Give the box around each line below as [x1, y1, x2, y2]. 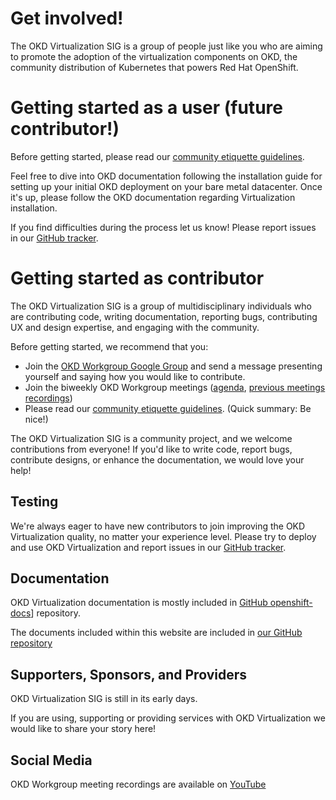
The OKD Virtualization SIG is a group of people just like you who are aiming [10, 40, 323, 52]
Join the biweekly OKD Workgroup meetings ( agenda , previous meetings [24, 381, 326, 393]
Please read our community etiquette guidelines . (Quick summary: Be [24, 402, 312, 414]
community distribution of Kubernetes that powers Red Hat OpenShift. [10, 61, 299, 73]
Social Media [10, 752, 93, 769]
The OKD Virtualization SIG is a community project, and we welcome [10, 432, 293, 444]
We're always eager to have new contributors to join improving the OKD [10, 520, 306, 532]
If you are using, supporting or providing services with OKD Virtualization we [10, 712, 326, 724]
